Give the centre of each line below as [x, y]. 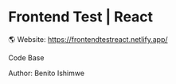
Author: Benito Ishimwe [47, 73]
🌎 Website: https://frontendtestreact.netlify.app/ [88, 39]
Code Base [26, 57]
